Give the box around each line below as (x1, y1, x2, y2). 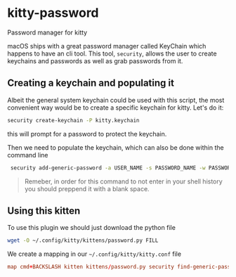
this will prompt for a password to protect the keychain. (7, 129, 167, 138)
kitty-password (7, 5, 100, 21)
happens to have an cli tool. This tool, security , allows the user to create (7, 49, 217, 58)
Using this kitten (7, 205, 81, 217)
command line (7, 150, 48, 159)
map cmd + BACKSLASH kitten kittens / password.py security (7, 264, 174, 271)
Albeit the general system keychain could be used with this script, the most (7, 96, 225, 104)
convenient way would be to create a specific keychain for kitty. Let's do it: (7, 103, 224, 112)
